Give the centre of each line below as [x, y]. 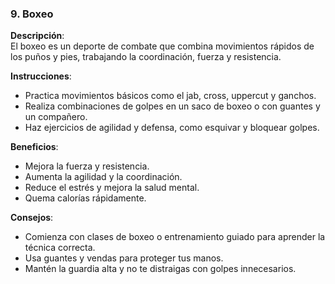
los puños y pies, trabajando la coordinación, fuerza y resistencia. [146, 57]
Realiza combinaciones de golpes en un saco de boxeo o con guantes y [172, 106]
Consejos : [32, 218]
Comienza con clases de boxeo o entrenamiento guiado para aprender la [175, 237]
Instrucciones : [41, 76]
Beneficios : [34, 147]
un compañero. [56, 117]
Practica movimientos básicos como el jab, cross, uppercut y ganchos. [170, 96]
